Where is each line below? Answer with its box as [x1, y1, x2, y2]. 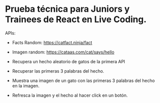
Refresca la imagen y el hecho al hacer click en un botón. [12, 92, 128, 98]
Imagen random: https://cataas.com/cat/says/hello [12, 49, 114, 55]
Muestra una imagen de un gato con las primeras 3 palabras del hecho [12, 77, 155, 83]
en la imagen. [12, 82, 40, 89]
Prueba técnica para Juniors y [5, 3, 130, 15]
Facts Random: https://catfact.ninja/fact [12, 39, 92, 45]
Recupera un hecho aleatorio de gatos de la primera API [12, 58, 126, 64]
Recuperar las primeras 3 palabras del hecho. [12, 68, 104, 74]
